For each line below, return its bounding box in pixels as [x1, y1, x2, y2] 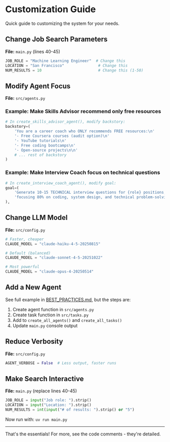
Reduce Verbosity [5, 337, 63, 346]
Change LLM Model [5, 213, 68, 222]
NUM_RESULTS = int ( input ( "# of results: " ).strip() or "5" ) [5, 407, 135, 413]
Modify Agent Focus [5, 82, 71, 90]
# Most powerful [5, 265, 39, 270]
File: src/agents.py [5, 95, 46, 101]
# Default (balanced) [5, 250, 51, 255]
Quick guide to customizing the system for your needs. [5, 20, 120, 26]
